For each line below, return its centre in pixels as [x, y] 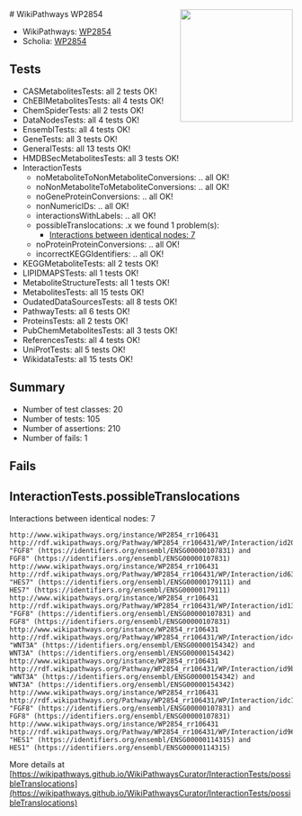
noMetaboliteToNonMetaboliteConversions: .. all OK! [133, 177]
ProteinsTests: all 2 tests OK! [75, 321]
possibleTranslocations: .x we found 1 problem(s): [128, 225]
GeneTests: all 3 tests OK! [70, 139]
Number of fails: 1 [55, 438]
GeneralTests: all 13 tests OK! [76, 149]
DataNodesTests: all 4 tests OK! [81, 120]
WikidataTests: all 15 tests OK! [77, 358]
